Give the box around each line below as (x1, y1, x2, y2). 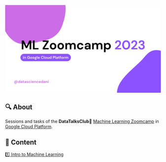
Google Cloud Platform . (5, 123, 53, 130)
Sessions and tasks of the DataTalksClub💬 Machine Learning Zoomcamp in (5, 119, 159, 124)
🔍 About (5, 103, 33, 111)
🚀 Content (5, 138, 37, 146)
